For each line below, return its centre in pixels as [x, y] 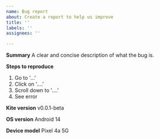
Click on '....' [29, 84]
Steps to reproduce [30, 67]
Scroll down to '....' [37, 90]
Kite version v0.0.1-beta [35, 108]
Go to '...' [25, 78]
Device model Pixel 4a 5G [37, 131]
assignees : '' [23, 33]
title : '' [18, 22]
